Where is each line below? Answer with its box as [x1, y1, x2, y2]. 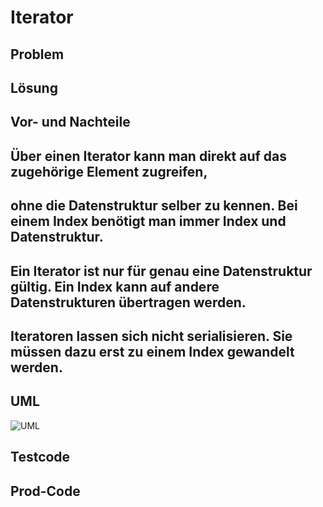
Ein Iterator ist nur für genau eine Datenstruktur [10, 262, 313, 280]
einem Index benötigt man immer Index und [10, 213, 287, 230]
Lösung [10, 79, 58, 96]
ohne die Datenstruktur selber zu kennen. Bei [10, 197, 298, 215]
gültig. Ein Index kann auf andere [10, 278, 220, 295]
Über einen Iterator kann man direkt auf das [10, 147, 288, 165]
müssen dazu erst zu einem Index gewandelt [10, 343, 295, 360]
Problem [10, 46, 65, 63]
